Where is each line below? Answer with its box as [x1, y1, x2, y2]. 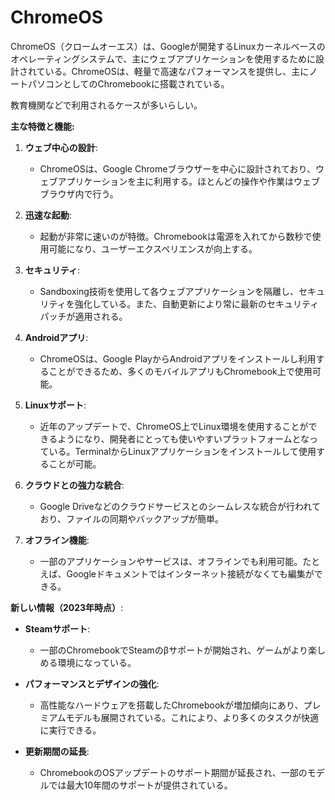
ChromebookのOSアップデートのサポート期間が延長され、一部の [39, 766, 308, 778]
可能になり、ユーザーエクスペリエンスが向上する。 [48, 242, 258, 255]
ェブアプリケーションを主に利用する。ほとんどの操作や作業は [39, 175, 294, 187]
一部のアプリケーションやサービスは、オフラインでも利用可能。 [39, 555, 303, 567]
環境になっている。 [57, 656, 137, 668]
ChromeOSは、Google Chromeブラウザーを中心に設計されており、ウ [39, 162, 325, 175]
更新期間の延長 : [24, 745, 90, 757]
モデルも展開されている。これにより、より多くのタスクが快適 [65, 711, 320, 723]
